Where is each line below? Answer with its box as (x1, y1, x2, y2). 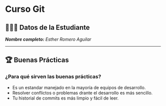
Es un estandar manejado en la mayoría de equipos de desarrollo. (12, 84, 146, 90)
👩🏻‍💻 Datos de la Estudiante (5, 23, 90, 32)
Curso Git (5, 3, 45, 15)
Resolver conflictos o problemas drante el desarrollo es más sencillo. (12, 90, 153, 96)
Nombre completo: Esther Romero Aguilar (5, 36, 91, 42)
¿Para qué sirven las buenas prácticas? (5, 73, 101, 80)
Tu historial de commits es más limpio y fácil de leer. (12, 95, 119, 101)
